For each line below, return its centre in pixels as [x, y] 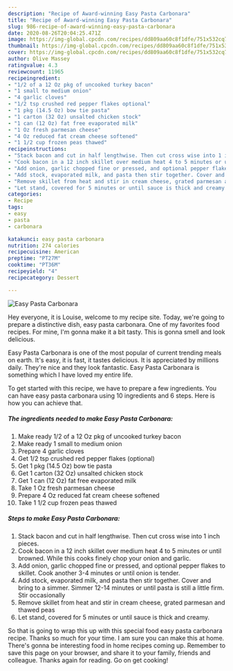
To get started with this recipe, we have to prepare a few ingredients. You [112, 388]
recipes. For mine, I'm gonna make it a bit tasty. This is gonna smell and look [116, 332]
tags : [16, 207]
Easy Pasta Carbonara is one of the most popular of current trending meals [115, 353]
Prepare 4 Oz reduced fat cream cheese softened [88, 495]
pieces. [28, 543]
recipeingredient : [34, 78]
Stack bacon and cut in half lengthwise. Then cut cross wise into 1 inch [119, 536]
